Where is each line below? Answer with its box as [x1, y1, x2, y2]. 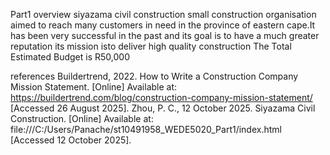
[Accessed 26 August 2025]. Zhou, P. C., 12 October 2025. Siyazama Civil [10, 102, 316, 114]
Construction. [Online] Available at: [10, 113, 154, 124]
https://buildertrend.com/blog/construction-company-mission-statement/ [10, 92, 313, 103]
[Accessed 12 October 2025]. [10, 134, 132, 146]
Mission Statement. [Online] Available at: [10, 81, 178, 93]
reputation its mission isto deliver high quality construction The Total [10, 40, 292, 52]
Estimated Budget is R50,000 [10, 51, 130, 63]
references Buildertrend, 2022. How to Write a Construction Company [10, 70, 299, 82]
